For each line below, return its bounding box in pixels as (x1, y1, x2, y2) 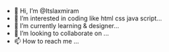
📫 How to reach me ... (13, 37, 79, 45)
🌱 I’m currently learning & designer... (13, 22, 119, 30)
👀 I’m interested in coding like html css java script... (13, 14, 163, 22)
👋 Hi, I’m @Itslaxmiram (13, 7, 79, 15)
